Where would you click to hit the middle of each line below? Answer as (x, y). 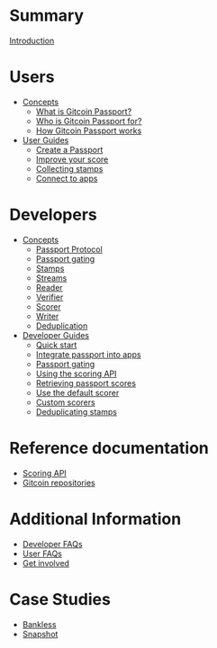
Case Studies (60, 599)
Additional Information (95, 519)
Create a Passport (69, 149)
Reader (49, 287)
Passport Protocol (69, 249)
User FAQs (42, 553)
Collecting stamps (69, 168)
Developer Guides (56, 335)
